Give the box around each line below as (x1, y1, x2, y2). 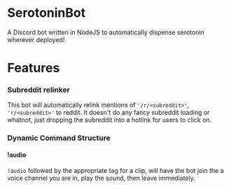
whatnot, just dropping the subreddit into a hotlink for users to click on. (7, 115, 212, 124)
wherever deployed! (7, 35, 65, 43)
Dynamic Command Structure (7, 133, 111, 143)
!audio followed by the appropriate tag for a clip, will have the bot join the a (7, 166, 224, 174)
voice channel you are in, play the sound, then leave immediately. (7, 174, 196, 182)
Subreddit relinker (7, 85, 70, 95)
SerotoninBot (7, 5, 86, 21)
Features (7, 60, 60, 76)
